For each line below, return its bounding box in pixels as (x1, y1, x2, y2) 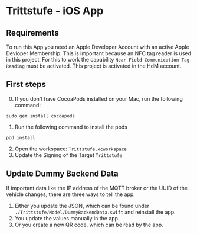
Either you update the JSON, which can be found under (14, 202, 150, 209)
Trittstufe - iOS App (6, 4, 104, 18)
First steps (6, 79, 46, 89)
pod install (6, 134, 35, 140)
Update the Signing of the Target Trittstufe (14, 151, 123, 158)
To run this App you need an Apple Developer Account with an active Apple (6, 43, 190, 50)
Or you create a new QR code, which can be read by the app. (14, 221, 163, 228)
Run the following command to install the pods (14, 123, 128, 130)
